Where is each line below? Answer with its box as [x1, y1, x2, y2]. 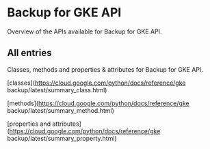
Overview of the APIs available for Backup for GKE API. [7, 27, 162, 36]
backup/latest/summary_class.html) [7, 85, 107, 94]
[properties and [7, 120, 51, 128]
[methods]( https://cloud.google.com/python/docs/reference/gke [7, 99, 189, 107]
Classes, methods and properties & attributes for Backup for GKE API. [7, 65, 204, 73]
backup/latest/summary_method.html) [7, 106, 115, 114]
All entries [7, 47, 52, 59]
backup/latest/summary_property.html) [7, 134, 118, 142]
